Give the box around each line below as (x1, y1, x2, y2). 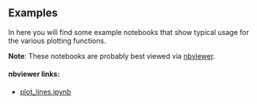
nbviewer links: (8, 69, 60, 79)
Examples (8, 6, 58, 20)
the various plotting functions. (8, 36, 106, 45)
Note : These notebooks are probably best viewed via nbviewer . (8, 51, 216, 60)
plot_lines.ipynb (19, 87, 71, 97)
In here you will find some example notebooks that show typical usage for (8, 27, 250, 37)
